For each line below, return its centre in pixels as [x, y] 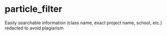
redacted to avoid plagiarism [34, 28]
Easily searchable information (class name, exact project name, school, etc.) [83, 23]
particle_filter [34, 9]
